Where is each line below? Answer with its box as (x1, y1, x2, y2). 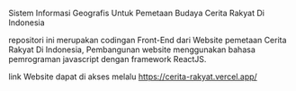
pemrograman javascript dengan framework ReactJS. (8, 54, 207, 64)
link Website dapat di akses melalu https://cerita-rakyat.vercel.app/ (8, 71, 257, 82)
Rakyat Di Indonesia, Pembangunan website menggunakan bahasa (8, 44, 256, 55)
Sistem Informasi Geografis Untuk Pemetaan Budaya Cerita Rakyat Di (8, 8, 265, 18)
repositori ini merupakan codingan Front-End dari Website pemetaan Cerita (8, 35, 287, 45)
